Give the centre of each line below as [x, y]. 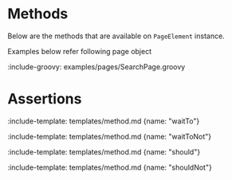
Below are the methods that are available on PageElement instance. [116, 36]
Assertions [45, 99]
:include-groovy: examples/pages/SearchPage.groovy [96, 67]
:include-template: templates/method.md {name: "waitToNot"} [110, 136]
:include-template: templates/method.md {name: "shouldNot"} [110, 167]
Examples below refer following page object [80, 51]
